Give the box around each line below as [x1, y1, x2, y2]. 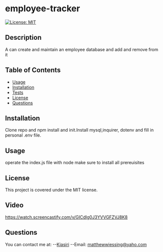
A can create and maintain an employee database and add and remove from [5, 46, 158, 52]
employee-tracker [5, 3, 80, 14]
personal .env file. [5, 132, 42, 138]
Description [5, 33, 42, 42]
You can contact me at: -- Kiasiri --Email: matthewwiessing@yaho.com [5, 241, 147, 247]
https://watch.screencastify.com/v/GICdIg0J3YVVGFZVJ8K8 [5, 214, 128, 220]
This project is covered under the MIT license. [5, 187, 98, 193]
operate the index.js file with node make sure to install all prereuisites [5, 160, 144, 166]
